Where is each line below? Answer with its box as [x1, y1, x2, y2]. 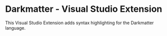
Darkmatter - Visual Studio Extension [5, 3, 163, 15]
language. [5, 25, 26, 31]
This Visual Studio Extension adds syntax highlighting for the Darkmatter [5, 20, 154, 26]
